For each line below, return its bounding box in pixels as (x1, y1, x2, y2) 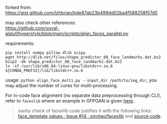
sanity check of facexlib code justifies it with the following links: (17, 108, 152, 114)
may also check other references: (5, 20, 76, 26)
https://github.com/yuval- (5, 25, 60, 31)
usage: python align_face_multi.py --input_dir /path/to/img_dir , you (5, 77, 157, 83)
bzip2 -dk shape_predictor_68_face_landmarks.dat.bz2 (5, 59, 123, 64)
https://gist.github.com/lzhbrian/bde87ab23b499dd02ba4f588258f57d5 (5, 10, 158, 16)
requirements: (5, 40, 35, 46)
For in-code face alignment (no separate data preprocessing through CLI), (5, 92, 161, 98)
